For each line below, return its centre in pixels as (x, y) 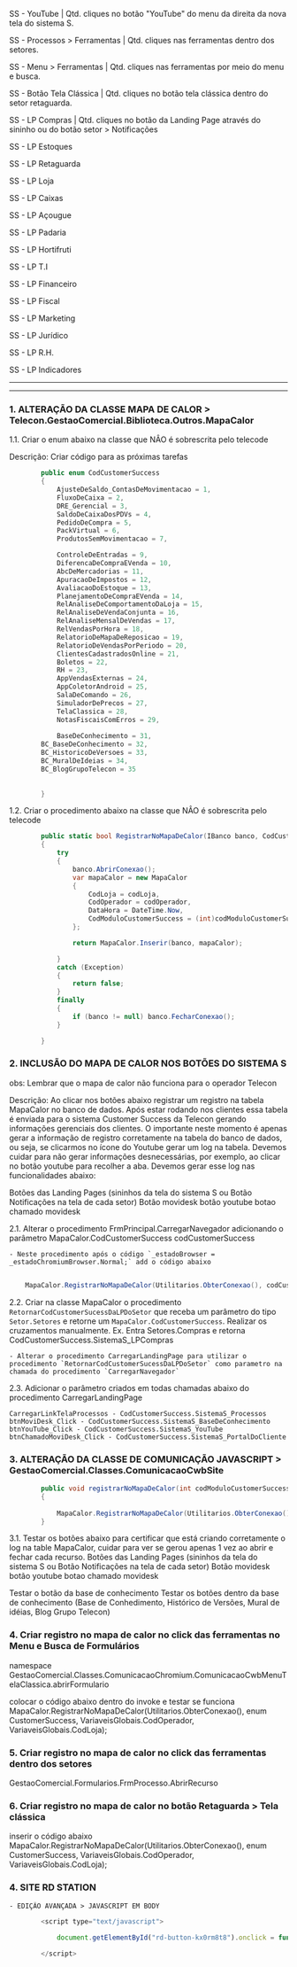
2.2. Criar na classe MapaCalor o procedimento (95, 1302)
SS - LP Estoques (41, 147)
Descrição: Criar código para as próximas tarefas (99, 457)
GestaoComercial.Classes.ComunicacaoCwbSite (117, 1470)
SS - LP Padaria (38, 232)
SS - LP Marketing (42, 318)
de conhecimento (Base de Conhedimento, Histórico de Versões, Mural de (145, 1603)
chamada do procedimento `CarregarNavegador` (94, 1372)
